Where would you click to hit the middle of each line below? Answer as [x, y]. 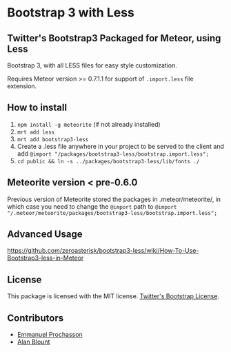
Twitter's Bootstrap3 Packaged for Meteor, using [114, 38]
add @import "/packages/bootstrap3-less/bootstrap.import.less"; [113, 154]
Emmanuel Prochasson [50, 335]
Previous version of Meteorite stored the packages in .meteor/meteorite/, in [114, 199]
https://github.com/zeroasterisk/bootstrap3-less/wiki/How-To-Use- [103, 251]
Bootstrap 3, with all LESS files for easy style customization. [92, 65]
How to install [37, 108]
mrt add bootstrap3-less [53, 139]
